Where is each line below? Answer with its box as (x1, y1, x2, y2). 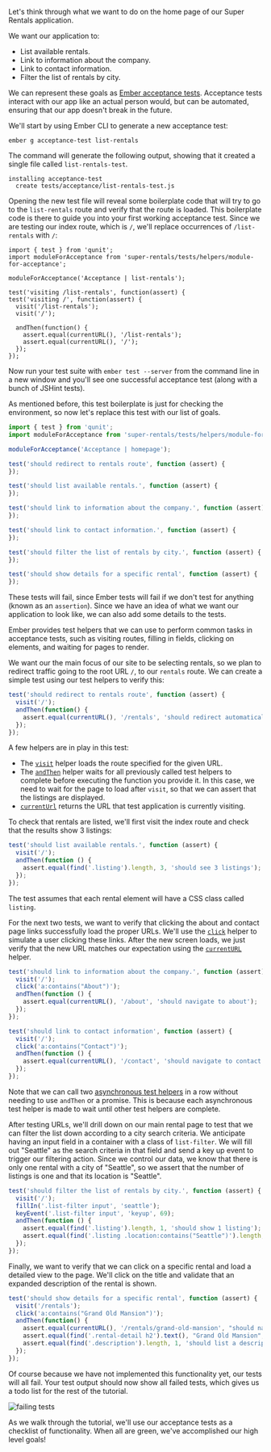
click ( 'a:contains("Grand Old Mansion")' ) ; (15, 1309, 164, 1317)
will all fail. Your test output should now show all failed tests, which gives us (8, 1377, 260, 1387)
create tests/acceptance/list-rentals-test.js (15, 182, 175, 190)
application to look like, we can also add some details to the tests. (8, 610, 227, 619)
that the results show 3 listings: (8, 825, 112, 835)
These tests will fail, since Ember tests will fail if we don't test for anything (8, 593, 254, 602)
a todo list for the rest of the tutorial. (8, 1386, 128, 1395)
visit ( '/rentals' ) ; (15, 1302, 81, 1310)
